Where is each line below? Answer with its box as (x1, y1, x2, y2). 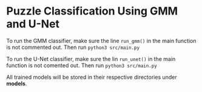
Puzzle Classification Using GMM (6, 4, 178, 18)
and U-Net (6, 17, 59, 31)
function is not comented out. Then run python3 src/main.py (6, 62, 158, 69)
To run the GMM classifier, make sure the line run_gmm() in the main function (6, 37, 197, 44)
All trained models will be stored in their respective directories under (6, 73, 177, 80)
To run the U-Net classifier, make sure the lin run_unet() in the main (6, 55, 176, 62)
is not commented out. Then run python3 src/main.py (6, 44, 140, 51)
